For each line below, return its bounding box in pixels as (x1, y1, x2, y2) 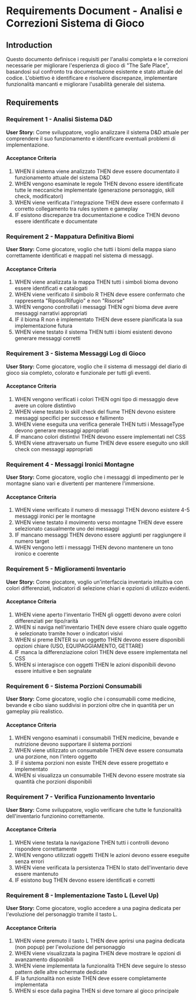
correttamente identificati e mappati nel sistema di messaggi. (6, 252, 154, 259)
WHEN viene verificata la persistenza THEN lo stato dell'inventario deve (14, 864, 188, 871)
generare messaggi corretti (14, 335, 81, 342)
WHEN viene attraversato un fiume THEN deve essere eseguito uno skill (14, 439, 189, 446)
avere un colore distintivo (14, 402, 76, 409)
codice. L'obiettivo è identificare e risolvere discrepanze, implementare (6, 75, 178, 81)
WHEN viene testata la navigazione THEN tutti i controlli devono (14, 839, 169, 846)
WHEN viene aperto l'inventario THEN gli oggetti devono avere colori (14, 611, 181, 618)
